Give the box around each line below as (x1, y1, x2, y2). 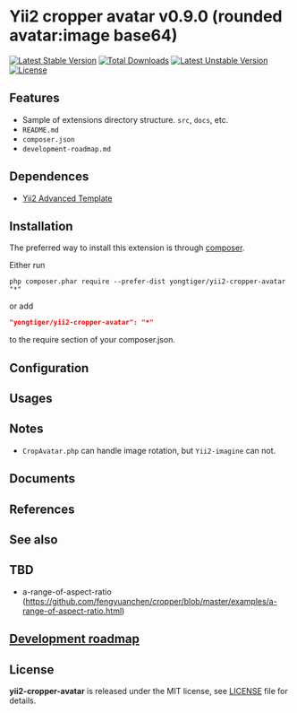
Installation (9, 218, 73, 234)
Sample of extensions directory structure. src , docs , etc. (21, 114, 229, 125)
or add (9, 300, 34, 311)
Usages (9, 391, 53, 406)
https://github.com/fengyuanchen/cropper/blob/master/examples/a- (25, 596, 277, 606)
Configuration (9, 361, 89, 376)
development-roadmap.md (21, 144, 112, 153)
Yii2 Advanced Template (21, 193, 113, 204)
